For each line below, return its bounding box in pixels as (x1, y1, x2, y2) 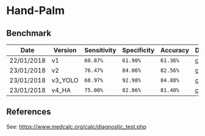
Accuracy (160, 46, 189, 54)
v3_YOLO (51, 76, 79, 84)
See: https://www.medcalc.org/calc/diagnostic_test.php (6, 123, 146, 130)
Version (53, 46, 77, 54)
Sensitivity (84, 46, 117, 54)
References (6, 107, 51, 117)
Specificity (121, 46, 155, 54)
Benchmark (6, 28, 52, 38)
